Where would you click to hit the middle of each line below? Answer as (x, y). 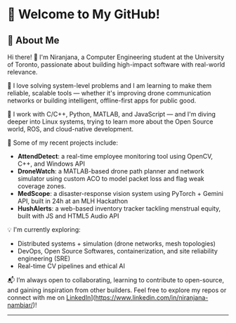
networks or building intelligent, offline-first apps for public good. (102, 100)
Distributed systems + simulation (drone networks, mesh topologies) (117, 244)
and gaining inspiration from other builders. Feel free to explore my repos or (117, 290)
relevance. (22, 72)
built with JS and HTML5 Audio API (68, 216)
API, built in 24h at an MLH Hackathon (73, 201)
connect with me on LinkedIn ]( (52, 297)
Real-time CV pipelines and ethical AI (71, 266)
